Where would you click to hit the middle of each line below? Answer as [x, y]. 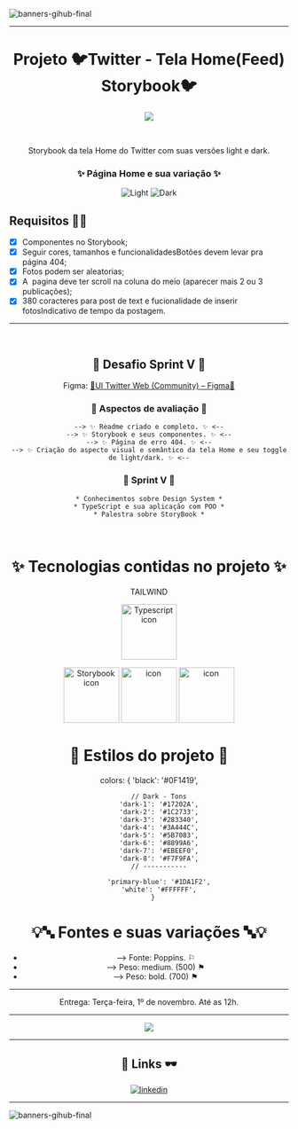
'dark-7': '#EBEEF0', [159, 851]
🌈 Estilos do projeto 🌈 [149, 755]
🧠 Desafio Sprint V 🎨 [149, 364]
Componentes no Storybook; [75, 242]
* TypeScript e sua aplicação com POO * [149, 506]
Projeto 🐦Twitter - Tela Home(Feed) [149, 60]
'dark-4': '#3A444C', [159, 827]
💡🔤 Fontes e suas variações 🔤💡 [149, 932]
